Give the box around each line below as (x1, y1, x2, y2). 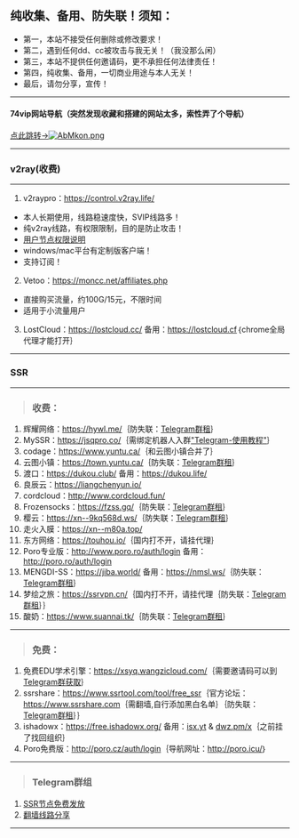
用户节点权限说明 (22, 234, 86, 245)
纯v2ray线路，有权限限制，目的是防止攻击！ (22, 223, 185, 234)
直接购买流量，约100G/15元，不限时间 (22, 294, 162, 305)
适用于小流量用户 (22, 305, 86, 316)
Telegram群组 (31, 777, 92, 789)
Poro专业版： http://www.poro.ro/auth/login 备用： (22, 545, 207, 556)
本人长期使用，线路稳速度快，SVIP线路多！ (22, 212, 181, 222)
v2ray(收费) (10, 163, 61, 175)
